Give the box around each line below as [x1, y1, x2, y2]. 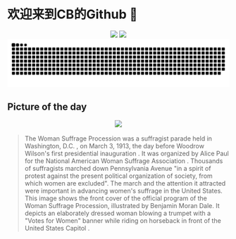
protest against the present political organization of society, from [24, 172, 213, 180]
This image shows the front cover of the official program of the [24, 194, 208, 202]
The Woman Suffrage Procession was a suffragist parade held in [24, 134, 213, 143]
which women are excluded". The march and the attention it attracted [24, 179, 226, 187]
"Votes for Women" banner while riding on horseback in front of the [24, 216, 222, 225]
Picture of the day [7, 101, 87, 113]
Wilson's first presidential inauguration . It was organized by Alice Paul [24, 149, 229, 157]
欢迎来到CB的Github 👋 [7, 6, 138, 22]
